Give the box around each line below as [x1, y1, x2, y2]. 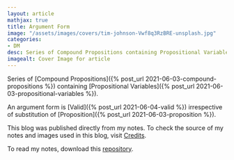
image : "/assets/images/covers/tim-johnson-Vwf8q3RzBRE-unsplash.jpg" [7, 29, 217, 37]
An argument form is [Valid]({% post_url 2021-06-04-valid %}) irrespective [7, 102, 223, 111]
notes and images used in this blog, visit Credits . [7, 131, 147, 139]
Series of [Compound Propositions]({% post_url [7, 74, 144, 83]
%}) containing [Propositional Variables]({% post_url [44, 81, 195, 90]
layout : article [7, 10, 54, 17]
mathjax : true [7, 17, 49, 24]
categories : [7, 36, 42, 43]
